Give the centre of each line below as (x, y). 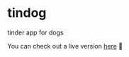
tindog (27, 13)
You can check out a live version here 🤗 (65, 46)
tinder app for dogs (35, 32)
